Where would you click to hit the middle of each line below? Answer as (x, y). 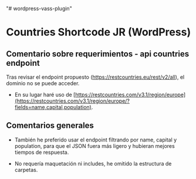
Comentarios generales (50, 126)
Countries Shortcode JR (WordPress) (99, 32)
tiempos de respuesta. (42, 152)
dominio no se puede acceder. (43, 83)
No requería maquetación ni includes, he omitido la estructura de (93, 163)
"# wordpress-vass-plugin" (39, 9)
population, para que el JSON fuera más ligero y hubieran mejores (94, 146)
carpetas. (26, 170)
